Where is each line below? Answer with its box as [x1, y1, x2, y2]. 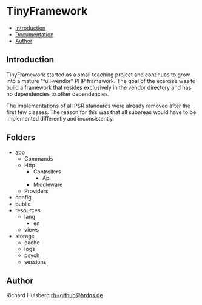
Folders [6, 132, 36, 143]
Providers [24, 187, 49, 195]
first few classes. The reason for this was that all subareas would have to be [6, 108, 197, 116]
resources [15, 206, 41, 213]
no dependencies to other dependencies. [6, 90, 110, 98]
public [15, 200, 31, 207]
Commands [24, 155, 53, 162]
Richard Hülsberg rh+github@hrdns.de [6, 292, 103, 299]
